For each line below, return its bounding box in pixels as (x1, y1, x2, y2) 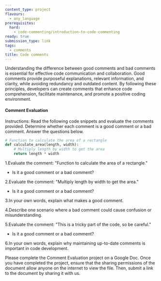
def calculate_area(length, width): (5, 142, 79, 147)
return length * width (14, 151, 59, 156)
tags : (5, 43, 16, 48)
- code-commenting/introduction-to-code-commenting (14, 30, 120, 34)
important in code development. (5, 246, 69, 251)
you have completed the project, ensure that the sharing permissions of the (5, 260, 155, 266)
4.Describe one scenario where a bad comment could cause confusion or (5, 207, 152, 213)
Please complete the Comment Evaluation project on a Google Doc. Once (5, 255, 151, 261)
